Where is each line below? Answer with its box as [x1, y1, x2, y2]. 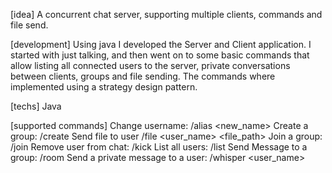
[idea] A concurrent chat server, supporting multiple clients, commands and [10, 9, 323, 20]
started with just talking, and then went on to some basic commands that [10, 49, 310, 61]
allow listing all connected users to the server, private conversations [10, 60, 291, 71]
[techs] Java [10, 100, 62, 112]
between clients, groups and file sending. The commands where [10, 70, 276, 82]
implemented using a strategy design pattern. [10, 81, 198, 93]
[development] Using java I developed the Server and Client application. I [10, 39, 312, 50]
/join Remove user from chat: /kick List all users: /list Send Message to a [10, 141, 308, 153]
